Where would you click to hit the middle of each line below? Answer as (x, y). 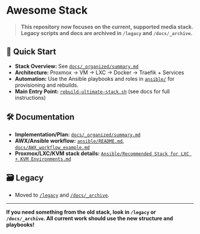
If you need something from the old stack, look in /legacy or (81, 212)
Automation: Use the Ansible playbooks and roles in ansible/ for (95, 78)
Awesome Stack (47, 10)
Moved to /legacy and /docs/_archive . (62, 195)
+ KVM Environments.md (43, 159)
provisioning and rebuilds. (46, 85)
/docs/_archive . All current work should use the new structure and (90, 219)
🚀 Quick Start (31, 52)
